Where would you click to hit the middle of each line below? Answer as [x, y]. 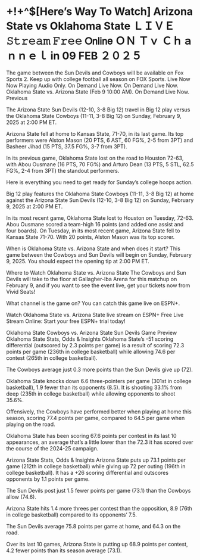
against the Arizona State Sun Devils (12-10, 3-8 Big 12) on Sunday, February [100, 200]
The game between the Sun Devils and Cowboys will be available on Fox [95, 73]
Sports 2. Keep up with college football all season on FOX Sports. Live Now [98, 79]
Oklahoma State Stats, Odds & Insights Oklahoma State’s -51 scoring [90, 339]
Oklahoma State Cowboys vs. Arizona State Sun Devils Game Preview [92, 332]
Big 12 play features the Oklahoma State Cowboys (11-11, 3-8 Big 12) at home [100, 194]
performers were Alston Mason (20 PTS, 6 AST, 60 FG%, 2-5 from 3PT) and [100, 140]
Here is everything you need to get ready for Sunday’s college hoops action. [100, 182]
